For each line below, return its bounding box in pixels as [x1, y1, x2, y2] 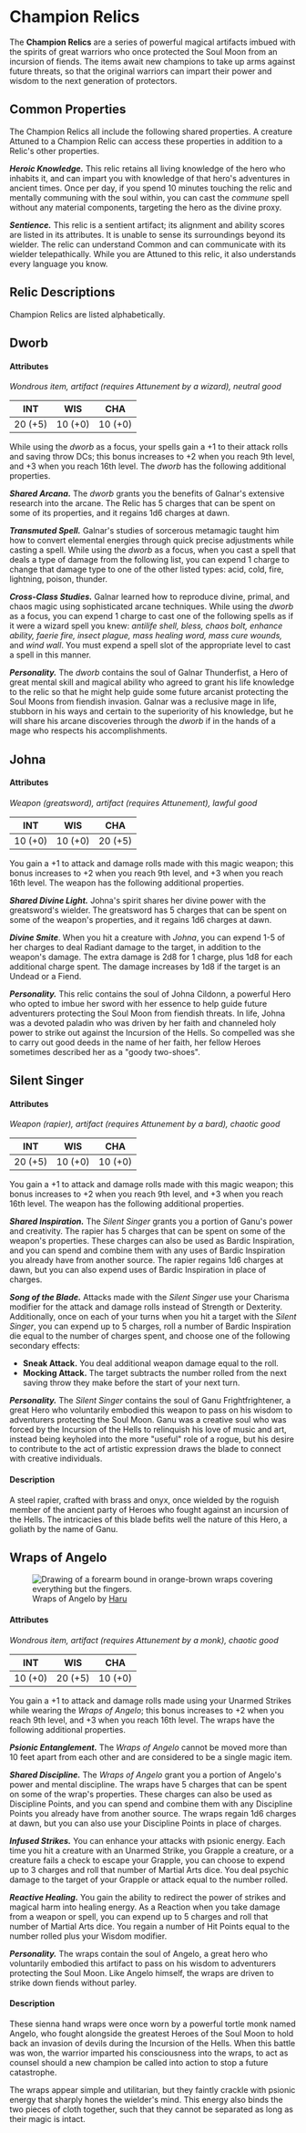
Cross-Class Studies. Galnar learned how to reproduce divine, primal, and [9, 591, 290, 603]
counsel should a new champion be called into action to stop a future [9, 2056, 269, 2067]
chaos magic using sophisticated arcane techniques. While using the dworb [9, 601, 294, 612]
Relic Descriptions [9, 285, 116, 300]
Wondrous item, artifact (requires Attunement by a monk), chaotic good [9, 1634, 280, 1645]
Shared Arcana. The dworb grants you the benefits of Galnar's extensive [9, 488, 285, 499]
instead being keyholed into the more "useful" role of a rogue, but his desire [9, 1434, 294, 1444]
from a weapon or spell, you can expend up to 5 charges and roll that [9, 1910, 269, 1921]
